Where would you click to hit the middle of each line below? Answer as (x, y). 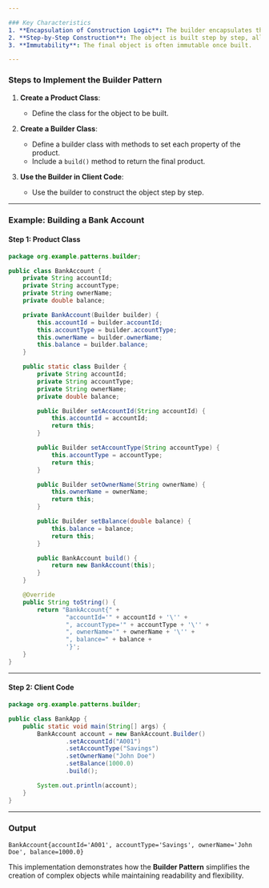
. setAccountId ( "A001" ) (103, 741)
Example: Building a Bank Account (76, 220)
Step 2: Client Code (41, 687)
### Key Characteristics (50, 22)
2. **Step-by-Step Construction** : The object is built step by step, (128, 38)
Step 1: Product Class (44, 239)
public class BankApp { (48, 719)
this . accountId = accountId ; (100, 418)
